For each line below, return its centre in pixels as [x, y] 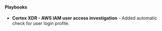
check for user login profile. [41, 23]
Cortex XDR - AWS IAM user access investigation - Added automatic [85, 18]
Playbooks [16, 7]
